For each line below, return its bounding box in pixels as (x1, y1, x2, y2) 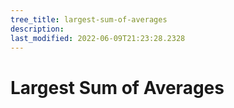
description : (10, 24, 65, 34)
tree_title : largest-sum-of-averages (10, 14, 168, 25)
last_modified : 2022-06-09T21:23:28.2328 (10, 33, 186, 43)
